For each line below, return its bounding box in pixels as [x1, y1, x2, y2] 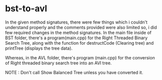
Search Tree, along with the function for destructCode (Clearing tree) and [5, 40, 154, 46]
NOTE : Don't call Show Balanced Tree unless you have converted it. [5, 69, 143, 75]
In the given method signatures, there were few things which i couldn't [5, 19, 148, 25]
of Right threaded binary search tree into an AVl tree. [5, 60, 112, 66]
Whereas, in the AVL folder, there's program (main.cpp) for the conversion [5, 54, 155, 60]
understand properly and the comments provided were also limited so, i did [5, 24, 157, 30]
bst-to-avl [5, 3, 48, 14]
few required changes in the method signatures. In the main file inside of [5, 29, 152, 35]
